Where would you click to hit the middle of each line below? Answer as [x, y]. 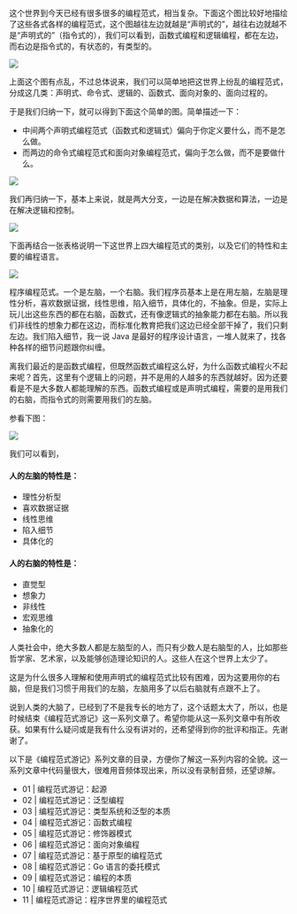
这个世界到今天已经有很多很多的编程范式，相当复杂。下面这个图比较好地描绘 [148, 13]
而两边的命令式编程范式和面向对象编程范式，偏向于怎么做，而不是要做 [150, 152]
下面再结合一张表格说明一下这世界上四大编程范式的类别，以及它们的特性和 [145, 245]
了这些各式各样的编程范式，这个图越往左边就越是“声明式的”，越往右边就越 [145, 24]
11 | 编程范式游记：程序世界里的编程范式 [95, 900]
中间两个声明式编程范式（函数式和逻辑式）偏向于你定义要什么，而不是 [150, 130]
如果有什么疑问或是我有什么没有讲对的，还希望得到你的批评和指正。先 [152, 730]
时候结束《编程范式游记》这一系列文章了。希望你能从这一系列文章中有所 [141, 718]
